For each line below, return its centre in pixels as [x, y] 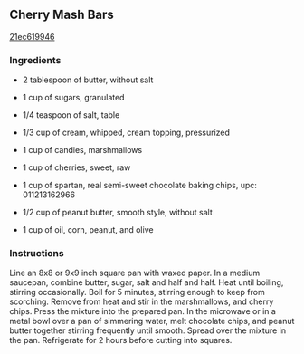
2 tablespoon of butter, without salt [88, 80]
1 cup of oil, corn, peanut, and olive [88, 230]
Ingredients [35, 60]
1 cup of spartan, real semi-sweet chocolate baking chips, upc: [140, 186]
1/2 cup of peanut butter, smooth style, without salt [117, 213]
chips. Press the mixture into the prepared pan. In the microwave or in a [142, 311]
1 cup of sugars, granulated [73, 98]
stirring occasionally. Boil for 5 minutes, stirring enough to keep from [137, 292]
